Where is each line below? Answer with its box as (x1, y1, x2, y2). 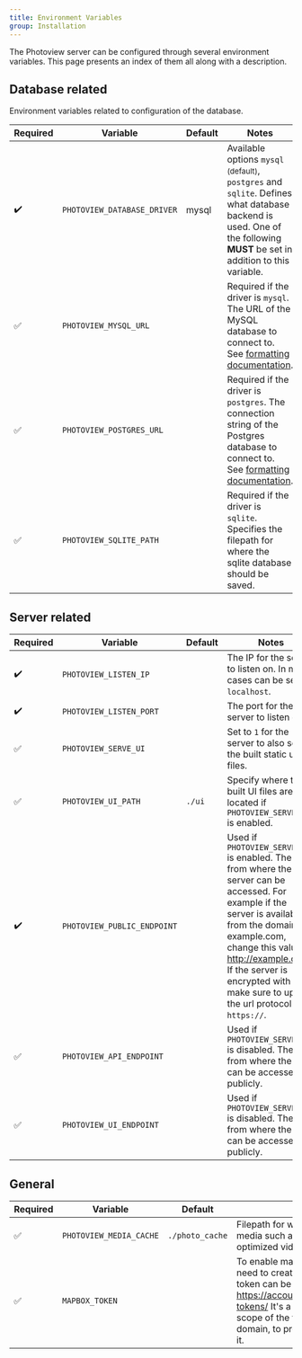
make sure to (226, 986, 282, 999)
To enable (236, 1255, 279, 1267)
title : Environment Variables (9, 13, 123, 22)
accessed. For (226, 885, 288, 898)
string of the (226, 419, 279, 431)
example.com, (226, 930, 287, 943)
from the (226, 919, 263, 931)
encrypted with (226, 975, 291, 988)
